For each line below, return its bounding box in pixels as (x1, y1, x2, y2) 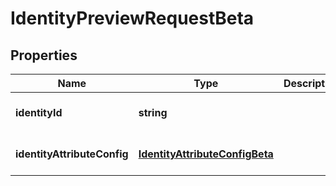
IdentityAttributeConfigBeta (138, 147, 274, 161)
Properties (10, 47, 78, 64)
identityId (15, 106, 63, 119)
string (138, 106, 168, 119)
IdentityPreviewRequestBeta (10, 7, 255, 30)
